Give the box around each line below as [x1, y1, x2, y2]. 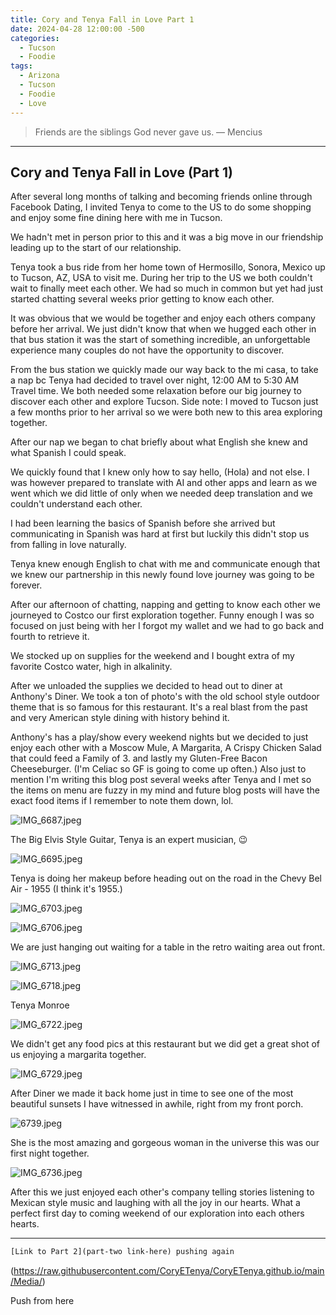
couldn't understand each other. [10, 498, 143, 510]
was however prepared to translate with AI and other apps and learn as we [10, 477, 318, 489]
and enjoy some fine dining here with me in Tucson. [10, 212, 223, 224]
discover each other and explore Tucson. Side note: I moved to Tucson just [10, 396, 319, 408]
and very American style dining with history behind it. [10, 712, 230, 724]
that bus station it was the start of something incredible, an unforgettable [10, 334, 311, 346]
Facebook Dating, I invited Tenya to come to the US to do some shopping [10, 201, 312, 213]
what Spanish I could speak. [10, 447, 127, 459]
